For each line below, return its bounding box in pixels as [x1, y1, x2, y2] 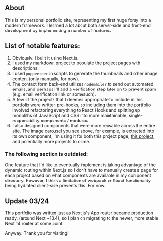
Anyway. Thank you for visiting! [5, 230, 69, 236]
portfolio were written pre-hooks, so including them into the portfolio [12, 102, 151, 108]
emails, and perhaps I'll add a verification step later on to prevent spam [12, 86, 156, 92]
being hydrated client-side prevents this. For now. [5, 182, 106, 188]
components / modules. [40, 118, 89, 123]
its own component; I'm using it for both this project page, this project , [12, 133, 155, 139]
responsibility [12, 118, 40, 123]
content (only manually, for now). [12, 76, 80, 82]
